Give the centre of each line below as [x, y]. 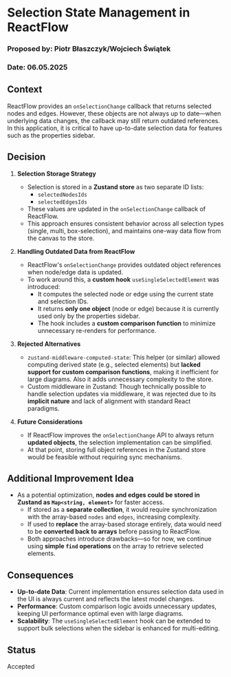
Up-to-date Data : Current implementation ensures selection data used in [120, 592]
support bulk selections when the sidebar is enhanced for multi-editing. [118, 628]
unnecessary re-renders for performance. [97, 330]
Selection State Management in [99, 13]
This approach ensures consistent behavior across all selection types [125, 223]
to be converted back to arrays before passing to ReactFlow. [114, 532]
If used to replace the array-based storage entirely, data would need [124, 524]
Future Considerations [50, 422]
